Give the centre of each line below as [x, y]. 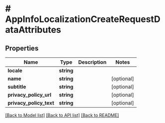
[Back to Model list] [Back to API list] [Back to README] [62, 115]
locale [15, 70]
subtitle [17, 87]
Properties [22, 48]
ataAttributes [33, 30]
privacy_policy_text [31, 103]
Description [92, 62]
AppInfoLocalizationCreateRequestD [83, 19]
